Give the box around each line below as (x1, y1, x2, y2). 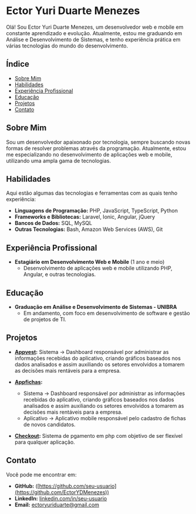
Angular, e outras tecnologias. (23, 271, 96, 278)
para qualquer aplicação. (14, 438, 75, 445)
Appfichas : (14, 378, 43, 385)
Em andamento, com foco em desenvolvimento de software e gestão (23, 309, 190, 316)
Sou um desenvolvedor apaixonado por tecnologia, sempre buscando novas (6, 138, 191, 145)
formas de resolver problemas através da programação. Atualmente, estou (6, 145, 187, 152)
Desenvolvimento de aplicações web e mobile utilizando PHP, (23, 265, 173, 272)
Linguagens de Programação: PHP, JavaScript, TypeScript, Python (14, 207, 178, 215)
